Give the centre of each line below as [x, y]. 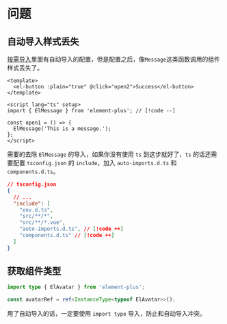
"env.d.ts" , [36, 210]
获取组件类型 [34, 271]
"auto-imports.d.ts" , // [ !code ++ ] [72, 229]
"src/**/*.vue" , [43, 223]
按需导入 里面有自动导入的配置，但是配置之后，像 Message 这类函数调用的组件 [114, 59]
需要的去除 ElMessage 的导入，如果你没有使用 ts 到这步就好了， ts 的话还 [109, 154]
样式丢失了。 [25, 68]
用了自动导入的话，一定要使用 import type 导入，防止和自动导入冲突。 [107, 314]
